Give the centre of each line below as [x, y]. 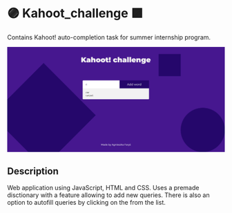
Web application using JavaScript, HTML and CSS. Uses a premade [103, 188]
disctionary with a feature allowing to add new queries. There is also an [109, 195]
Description [33, 171]
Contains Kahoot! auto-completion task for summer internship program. [109, 37]
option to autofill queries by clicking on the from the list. [86, 203]
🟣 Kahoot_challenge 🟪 [75, 13]
